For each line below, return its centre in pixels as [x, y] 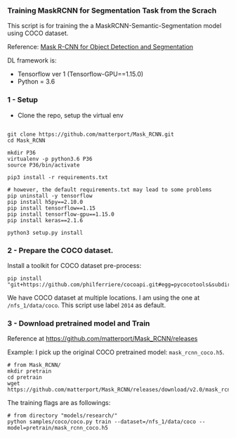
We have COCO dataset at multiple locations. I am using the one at [104, 297]
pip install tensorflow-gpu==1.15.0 [61, 214]
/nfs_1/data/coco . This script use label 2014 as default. [87, 305]
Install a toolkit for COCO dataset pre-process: [74, 265]
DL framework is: [32, 60]
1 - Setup [23, 100]
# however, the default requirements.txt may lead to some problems [110, 189]
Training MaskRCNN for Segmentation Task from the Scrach [112, 11]
